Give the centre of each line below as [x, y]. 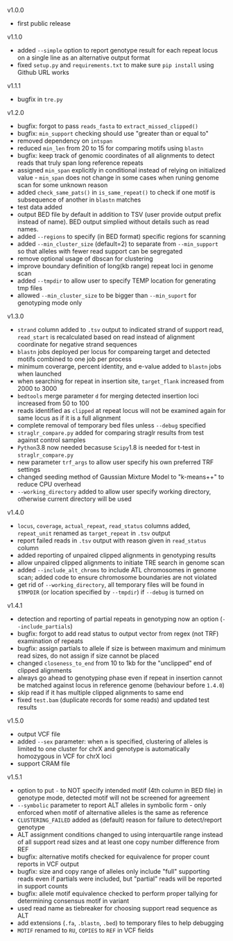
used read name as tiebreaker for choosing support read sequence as [117, 908]
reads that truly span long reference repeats [80, 163]
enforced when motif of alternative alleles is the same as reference [113, 812]
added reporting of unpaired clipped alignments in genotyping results [116, 555]
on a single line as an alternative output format [84, 58]
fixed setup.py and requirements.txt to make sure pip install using [115, 65]
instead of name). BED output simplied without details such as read [113, 222]
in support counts [42, 886]
